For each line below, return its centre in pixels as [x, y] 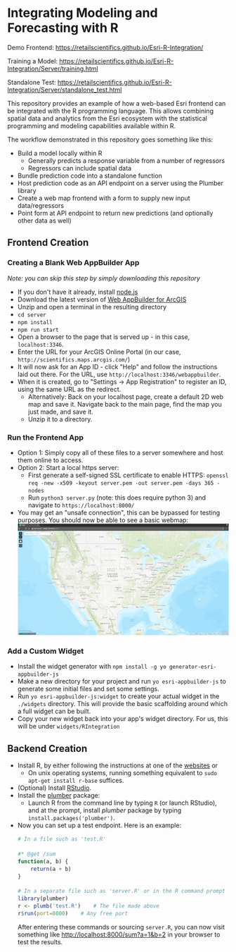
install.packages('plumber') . [71, 818]
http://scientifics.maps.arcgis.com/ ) [74, 359]
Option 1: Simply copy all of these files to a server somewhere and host [120, 452]
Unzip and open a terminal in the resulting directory [92, 307]
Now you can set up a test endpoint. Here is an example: [99, 825]
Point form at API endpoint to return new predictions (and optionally [115, 213]
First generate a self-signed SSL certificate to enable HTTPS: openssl [128, 475]
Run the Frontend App [46, 437]
